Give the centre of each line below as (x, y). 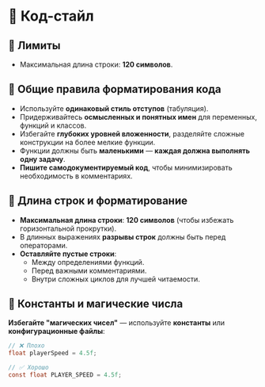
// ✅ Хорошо (28, 368)
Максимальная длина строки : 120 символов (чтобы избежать (127, 220)
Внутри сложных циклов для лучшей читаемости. (115, 279)
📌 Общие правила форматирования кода (115, 89)
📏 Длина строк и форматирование (98, 201)
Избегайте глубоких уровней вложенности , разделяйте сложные (132, 133)
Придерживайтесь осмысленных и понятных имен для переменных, (138, 117)
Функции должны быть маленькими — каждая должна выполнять (135, 151)
